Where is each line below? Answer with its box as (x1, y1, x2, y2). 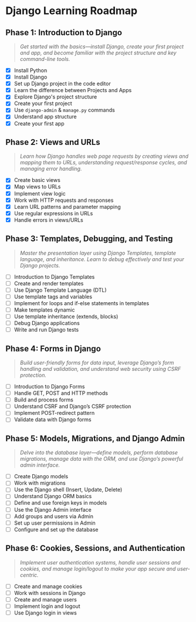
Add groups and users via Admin (13, 512, 94, 520)
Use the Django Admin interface (13, 506, 92, 513)
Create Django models (13, 473, 69, 480)
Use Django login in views (13, 609, 77, 616)
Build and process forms (13, 396, 74, 403)
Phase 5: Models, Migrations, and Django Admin (5, 433, 185, 444)
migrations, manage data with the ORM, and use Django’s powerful (19, 455, 183, 462)
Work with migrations (13, 479, 66, 486)
